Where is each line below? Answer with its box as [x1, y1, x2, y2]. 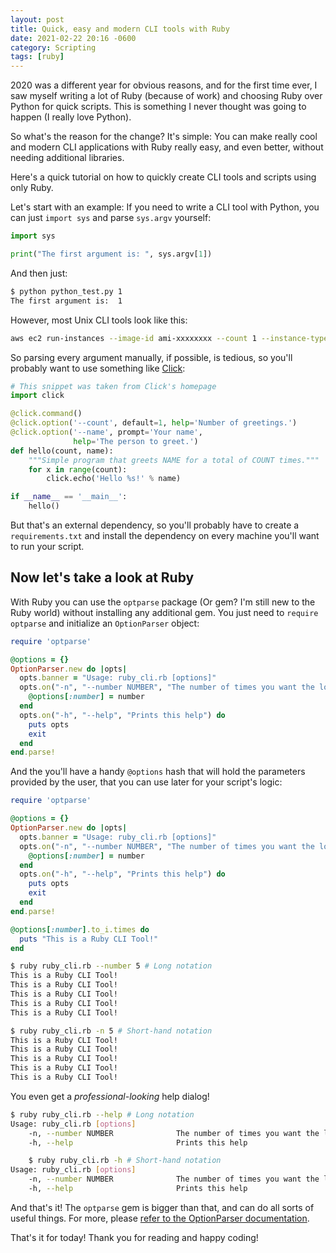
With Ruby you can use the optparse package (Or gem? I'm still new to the [10, 596, 316, 608]
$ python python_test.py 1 [10, 286, 123, 296]
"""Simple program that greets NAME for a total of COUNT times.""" [28, 455, 320, 465]
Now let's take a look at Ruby [10, 569, 195, 586]
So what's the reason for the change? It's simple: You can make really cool [10, 131, 318, 143]
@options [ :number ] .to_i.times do [10, 924, 150, 935]
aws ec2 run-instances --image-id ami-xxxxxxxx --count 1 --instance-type [10, 333, 329, 343]
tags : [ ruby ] [10, 52, 65, 62]
